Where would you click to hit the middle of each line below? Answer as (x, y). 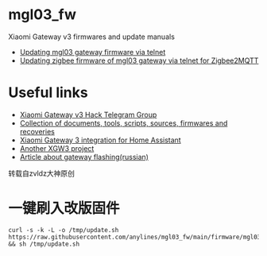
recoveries (37, 131)
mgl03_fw (43, 15)
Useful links (48, 93)
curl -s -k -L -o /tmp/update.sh (64, 230)
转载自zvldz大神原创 (42, 173)
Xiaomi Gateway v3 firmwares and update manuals (91, 37)
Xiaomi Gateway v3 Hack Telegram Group (88, 114)
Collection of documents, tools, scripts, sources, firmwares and (124, 123)
